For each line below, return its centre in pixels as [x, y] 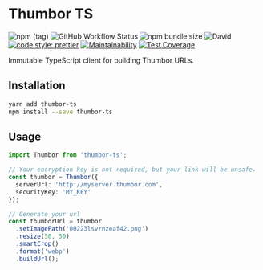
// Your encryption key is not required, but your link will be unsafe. [132, 170]
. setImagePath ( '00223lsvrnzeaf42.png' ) [82, 229]
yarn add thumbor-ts [43, 104]
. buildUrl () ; [37, 259]
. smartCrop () [37, 244]
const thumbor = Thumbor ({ [53, 178]
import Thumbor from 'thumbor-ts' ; [68, 155]
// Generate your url [45, 214]
